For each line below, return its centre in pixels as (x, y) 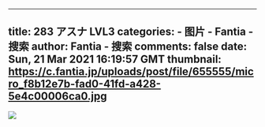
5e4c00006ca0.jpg (58, 97)
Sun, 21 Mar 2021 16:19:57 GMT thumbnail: (115, 60)
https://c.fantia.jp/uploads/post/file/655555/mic (131, 72)
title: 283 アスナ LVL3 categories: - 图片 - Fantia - (131, 32)
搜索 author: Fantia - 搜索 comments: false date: (127, 47)
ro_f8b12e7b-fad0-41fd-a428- (85, 84)
